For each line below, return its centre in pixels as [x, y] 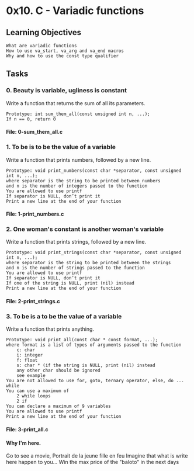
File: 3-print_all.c [27, 429]
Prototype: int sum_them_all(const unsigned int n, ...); [78, 114]
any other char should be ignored [58, 370]
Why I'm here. [23, 443]
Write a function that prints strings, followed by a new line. [76, 242]
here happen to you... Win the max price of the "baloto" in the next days [93, 462]
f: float [27, 361]
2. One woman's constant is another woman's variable [85, 229]
